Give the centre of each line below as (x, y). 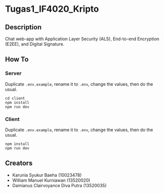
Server (13, 73)
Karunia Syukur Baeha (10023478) (47, 175)
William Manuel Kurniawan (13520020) (51, 180)
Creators (19, 163)
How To (17, 60)
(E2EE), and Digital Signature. (35, 44)
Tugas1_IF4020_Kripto (52, 9)
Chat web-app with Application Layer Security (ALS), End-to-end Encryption (82, 39)
